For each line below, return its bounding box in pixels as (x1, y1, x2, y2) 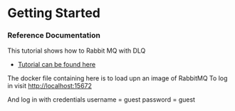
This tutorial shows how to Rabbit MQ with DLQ (7, 46, 146, 55)
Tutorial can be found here (17, 60, 96, 69)
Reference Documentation (7, 31, 101, 41)
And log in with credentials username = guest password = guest (7, 95, 196, 104)
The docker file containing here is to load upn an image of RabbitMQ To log (7, 74, 228, 83)
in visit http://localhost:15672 (7, 82, 93, 90)
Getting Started (7, 5, 101, 21)
